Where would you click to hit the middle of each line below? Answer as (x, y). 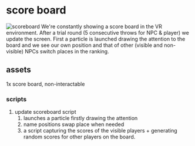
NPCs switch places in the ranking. (67, 51)
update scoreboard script (45, 112)
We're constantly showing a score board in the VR (102, 26)
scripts (16, 99)
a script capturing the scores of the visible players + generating (100, 131)
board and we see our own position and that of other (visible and (85, 45)
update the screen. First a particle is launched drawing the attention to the (96, 39)
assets (19, 70)
